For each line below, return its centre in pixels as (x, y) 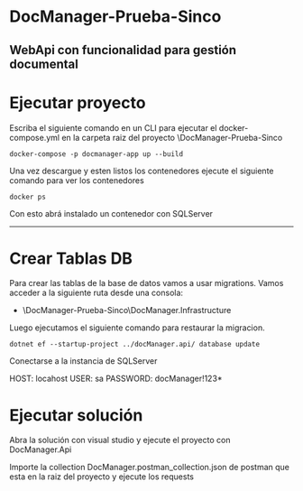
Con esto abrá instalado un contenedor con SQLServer (111, 213)
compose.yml (35, 137)
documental (44, 64)
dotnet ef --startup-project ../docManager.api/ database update (134, 345)
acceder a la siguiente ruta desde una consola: (96, 293)
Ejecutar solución (76, 415)
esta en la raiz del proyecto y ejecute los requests (101, 477)
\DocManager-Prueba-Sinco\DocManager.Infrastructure (127, 310)
